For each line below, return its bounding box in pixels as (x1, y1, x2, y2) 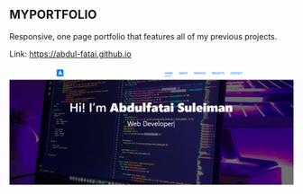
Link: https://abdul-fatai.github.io (9, 48, 133, 59)
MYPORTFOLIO (9, 7, 97, 22)
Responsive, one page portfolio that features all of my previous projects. (9, 31, 278, 41)
